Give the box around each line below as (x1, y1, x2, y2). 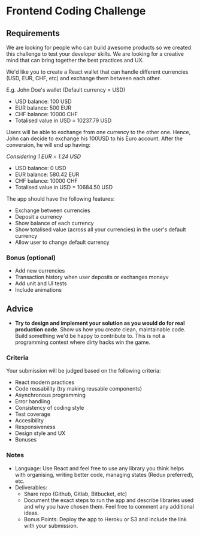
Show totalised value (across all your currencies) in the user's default (14, 226, 186, 233)
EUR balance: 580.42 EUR (14, 171, 80, 178)
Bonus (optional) (6, 253, 56, 262)
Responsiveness (14, 424, 56, 431)
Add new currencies (14, 267, 65, 274)
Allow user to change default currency (14, 238, 110, 246)
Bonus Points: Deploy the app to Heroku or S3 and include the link (23, 515, 187, 522)
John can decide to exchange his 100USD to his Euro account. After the (6, 135, 183, 142)
